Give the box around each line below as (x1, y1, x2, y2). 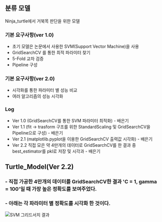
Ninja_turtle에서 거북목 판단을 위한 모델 (5, 18, 80, 24)
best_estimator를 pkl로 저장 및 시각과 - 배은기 (12, 148, 101, 154)
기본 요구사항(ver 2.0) (5, 75, 55, 82)
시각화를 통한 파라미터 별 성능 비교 (12, 87, 78, 93)
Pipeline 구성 (12, 62, 38, 68)
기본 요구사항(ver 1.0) (5, 31, 54, 38)
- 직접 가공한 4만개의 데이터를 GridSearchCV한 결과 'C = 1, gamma (5, 178, 157, 185)
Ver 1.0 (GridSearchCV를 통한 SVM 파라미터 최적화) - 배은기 (12, 117, 129, 123)
